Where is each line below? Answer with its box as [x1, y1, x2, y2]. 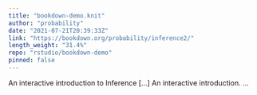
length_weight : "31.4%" [8, 42, 88, 49]
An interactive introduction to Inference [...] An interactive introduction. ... [8, 77, 249, 88]
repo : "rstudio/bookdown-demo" [8, 49, 113, 57]
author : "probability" [8, 19, 84, 27]
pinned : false [8, 57, 56, 65]
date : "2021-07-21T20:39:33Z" [8, 26, 109, 34]
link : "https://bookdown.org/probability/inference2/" [8, 34, 195, 42]
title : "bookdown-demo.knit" [8, 11, 105, 20]
